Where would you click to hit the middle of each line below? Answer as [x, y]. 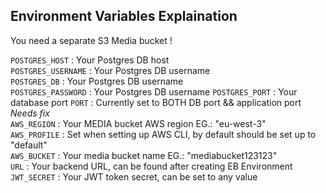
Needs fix [30, 113]
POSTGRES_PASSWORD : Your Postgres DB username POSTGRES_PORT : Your [154, 91]
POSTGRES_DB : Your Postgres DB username [97, 81]
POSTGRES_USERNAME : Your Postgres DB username [110, 70]
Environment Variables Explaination [124, 16]
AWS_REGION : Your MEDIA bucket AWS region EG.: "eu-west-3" [138, 123]
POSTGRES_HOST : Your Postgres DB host [90, 60]
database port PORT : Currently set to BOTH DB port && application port [156, 102]
